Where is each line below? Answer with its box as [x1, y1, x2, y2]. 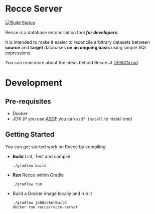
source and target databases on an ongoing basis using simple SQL [5, 44, 147, 50]
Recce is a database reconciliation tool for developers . [5, 29, 119, 35]
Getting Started [5, 130, 55, 139]
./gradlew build [12, 163, 47, 168]
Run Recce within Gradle [12, 172, 64, 178]
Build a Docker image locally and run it [12, 190, 92, 196]
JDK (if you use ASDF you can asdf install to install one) [12, 116, 132, 122]
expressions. [5, 50, 32, 56]
